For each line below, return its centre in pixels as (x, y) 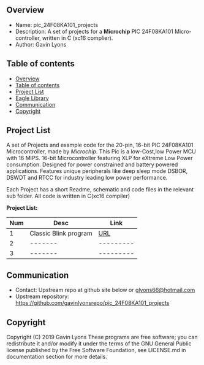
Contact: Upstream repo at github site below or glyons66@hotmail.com (105, 290)
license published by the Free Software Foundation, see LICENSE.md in (96, 350)
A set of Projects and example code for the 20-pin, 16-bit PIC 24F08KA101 (100, 145)
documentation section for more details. (57, 357)
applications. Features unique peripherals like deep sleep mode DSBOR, (97, 171)
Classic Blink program (61, 234)
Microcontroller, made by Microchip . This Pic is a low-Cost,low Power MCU (101, 152)
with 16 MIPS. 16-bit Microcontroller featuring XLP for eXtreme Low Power (100, 158)
